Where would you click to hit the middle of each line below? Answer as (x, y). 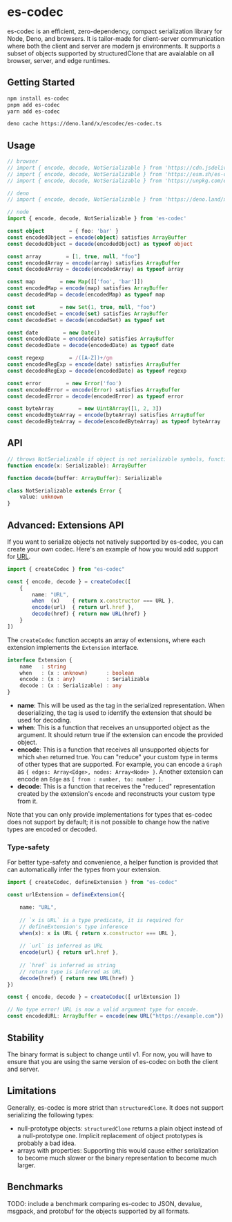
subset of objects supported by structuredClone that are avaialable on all (111, 53)
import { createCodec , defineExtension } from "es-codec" (92, 883)
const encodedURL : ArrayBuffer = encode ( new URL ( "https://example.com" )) (116, 1016)
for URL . (19, 556)
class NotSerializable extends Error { (65, 490)
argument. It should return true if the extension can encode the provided (120, 735)
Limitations (32, 1091)
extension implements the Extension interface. (73, 647)
